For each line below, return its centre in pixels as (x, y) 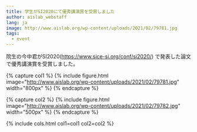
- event (21, 39)
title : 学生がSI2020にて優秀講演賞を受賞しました (61, 11)
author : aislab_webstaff (36, 17)
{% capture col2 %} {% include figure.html (58, 100)
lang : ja (17, 22)
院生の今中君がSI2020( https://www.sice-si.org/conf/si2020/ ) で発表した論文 (98, 56)
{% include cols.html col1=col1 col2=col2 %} (60, 123)
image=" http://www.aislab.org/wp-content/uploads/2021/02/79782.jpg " (93, 106)
